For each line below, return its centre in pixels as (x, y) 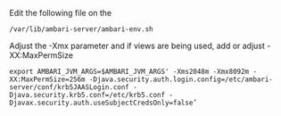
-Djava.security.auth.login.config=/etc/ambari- (181, 79)
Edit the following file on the (61, 13)
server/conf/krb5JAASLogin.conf (69, 87)
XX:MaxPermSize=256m (48, 79)
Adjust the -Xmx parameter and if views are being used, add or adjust (137, 46)
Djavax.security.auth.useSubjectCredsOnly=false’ (103, 103)
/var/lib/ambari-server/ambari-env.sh (81, 29)
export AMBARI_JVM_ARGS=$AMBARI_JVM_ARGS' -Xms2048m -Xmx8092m (129, 71)
